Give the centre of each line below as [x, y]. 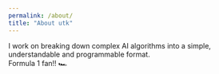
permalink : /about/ [41, 16]
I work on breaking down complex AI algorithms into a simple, [110, 45]
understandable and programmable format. [79, 54]
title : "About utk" [41, 23]
